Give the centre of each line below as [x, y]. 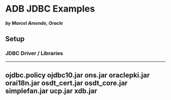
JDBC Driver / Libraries [34, 54]
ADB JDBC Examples [50, 9]
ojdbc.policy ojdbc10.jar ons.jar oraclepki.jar [78, 75]
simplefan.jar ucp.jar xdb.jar [51, 91]
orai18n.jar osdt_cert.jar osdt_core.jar [67, 83]
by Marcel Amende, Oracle [34, 23]
